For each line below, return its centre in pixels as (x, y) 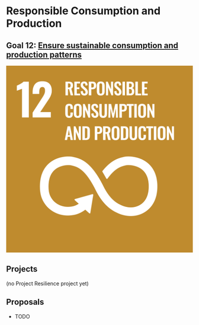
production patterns (44, 55)
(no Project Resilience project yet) (47, 283)
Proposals (25, 302)
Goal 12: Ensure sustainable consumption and (92, 45)
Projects (22, 269)
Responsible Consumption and (84, 11)
